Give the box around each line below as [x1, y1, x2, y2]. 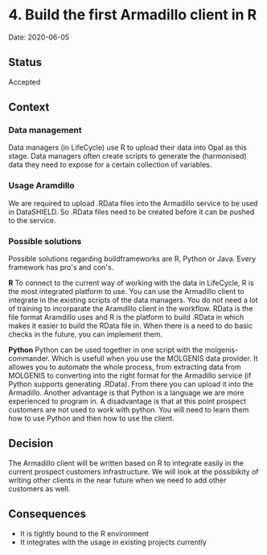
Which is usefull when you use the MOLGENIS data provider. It [51, 354, 259, 363]
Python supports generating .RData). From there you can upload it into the [8, 379, 254, 389]
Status [8, 56, 43, 69]
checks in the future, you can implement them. [8, 329, 163, 339]
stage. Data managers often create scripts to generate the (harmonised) [8, 151, 247, 161]
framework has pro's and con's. [8, 263, 114, 272]
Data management [8, 125, 82, 136]
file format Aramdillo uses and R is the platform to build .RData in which [8, 313, 244, 322]
